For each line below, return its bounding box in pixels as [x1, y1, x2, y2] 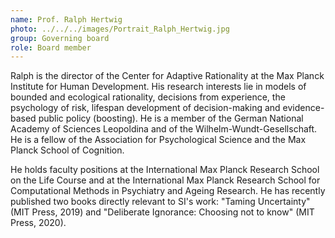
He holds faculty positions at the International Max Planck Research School [10, 164, 320, 176]
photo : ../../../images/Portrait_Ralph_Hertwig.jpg [10, 24, 230, 34]
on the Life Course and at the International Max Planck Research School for [10, 174, 321, 186]
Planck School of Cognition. [10, 144, 125, 156]
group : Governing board [10, 33, 110, 43]
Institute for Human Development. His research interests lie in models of [10, 81, 307, 93]
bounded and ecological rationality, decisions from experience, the [10, 91, 286, 103]
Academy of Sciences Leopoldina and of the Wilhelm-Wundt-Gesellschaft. [10, 123, 318, 135]
